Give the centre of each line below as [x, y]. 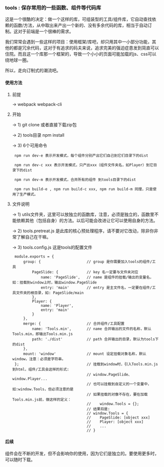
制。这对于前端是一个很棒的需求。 [39, 31]
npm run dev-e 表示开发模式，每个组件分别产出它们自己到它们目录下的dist [81, 155]
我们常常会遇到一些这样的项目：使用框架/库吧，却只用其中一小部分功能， [79, 42]
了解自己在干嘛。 [34, 237]
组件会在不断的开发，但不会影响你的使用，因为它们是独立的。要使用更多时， [82, 453]
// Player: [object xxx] [115, 422]
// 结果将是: [98, 409]
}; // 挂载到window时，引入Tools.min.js [86, 364]
